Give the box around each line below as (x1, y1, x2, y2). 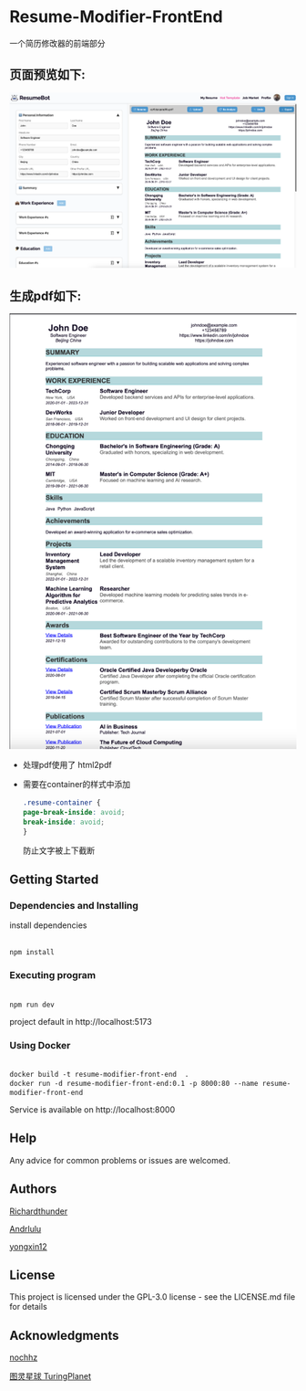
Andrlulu (9, 1223, 42, 1234)
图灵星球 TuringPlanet (9, 1371, 92, 1382)
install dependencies (9, 920, 87, 931)
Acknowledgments (9, 1327, 120, 1344)
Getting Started (9, 872, 99, 888)
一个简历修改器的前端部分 (9, 37, 106, 48)
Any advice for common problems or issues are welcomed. (9, 1154, 230, 1165)
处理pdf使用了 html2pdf (22, 760, 112, 771)
